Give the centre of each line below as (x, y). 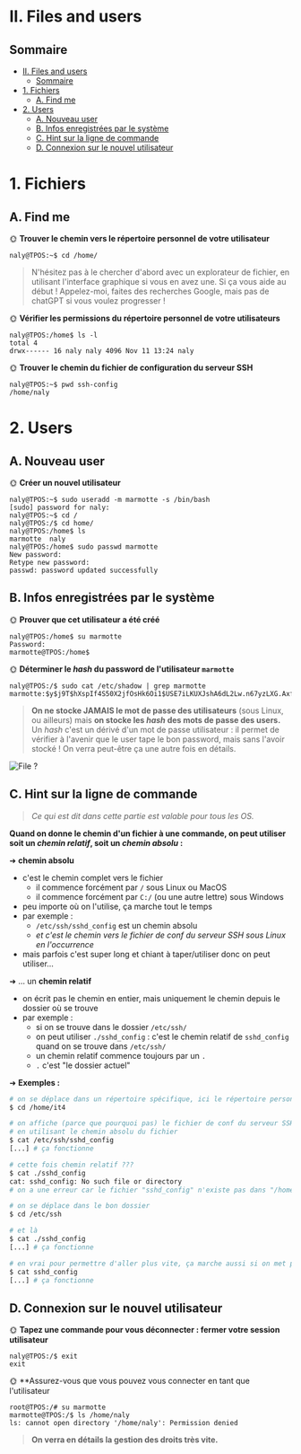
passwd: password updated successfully (84, 570)
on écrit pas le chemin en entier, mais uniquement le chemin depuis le (151, 998)
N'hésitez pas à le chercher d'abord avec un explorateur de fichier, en (160, 272)
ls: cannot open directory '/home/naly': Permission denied (124, 1423)
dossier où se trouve (60, 1008)
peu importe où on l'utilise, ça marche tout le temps (117, 906)
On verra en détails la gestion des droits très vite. (125, 1440)
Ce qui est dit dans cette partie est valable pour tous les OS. (142, 815)
